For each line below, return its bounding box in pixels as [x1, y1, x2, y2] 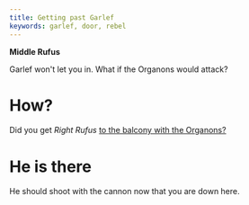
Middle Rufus [9, 46, 60, 57]
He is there [9, 156, 92, 176]
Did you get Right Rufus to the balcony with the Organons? [9, 125, 227, 136]
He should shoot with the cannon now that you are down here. [9, 186, 240, 197]
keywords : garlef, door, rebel [9, 22, 127, 31]
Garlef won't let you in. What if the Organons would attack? [9, 64, 228, 75]
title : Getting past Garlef [9, 13, 115, 22]
